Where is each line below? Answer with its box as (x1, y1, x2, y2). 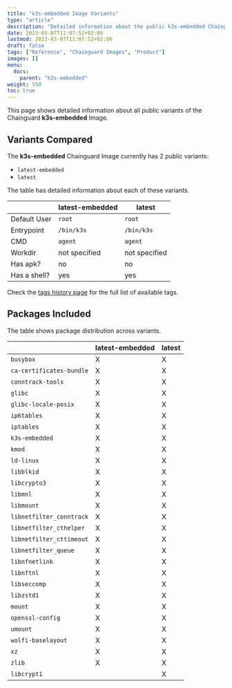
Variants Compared (7, 133, 93, 145)
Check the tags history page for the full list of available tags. (7, 288, 179, 296)
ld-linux (10, 456, 39, 464)
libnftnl (10, 568, 39, 577)
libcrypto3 (10, 478, 46, 487)
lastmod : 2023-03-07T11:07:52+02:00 (7, 36, 113, 43)
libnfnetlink (10, 557, 54, 566)
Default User (10, 214, 52, 223)
